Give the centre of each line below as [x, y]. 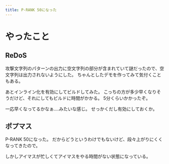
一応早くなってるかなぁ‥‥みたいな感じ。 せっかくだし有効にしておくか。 [81, 109]
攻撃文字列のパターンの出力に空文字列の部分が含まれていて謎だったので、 [82, 68]
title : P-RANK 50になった [31, 10]
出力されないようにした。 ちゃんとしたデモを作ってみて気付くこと [92, 74]
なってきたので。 [23, 146]
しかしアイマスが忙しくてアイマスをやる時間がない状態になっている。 [78, 156]
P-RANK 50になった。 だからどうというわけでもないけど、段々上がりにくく [84, 139]
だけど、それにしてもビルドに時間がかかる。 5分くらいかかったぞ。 [80, 98]
